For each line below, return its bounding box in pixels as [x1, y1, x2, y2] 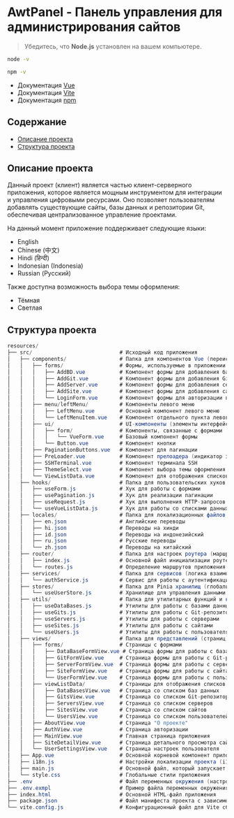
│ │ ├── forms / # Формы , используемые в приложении [7, 361, 226, 369]
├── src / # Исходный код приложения [7, 349, 198, 356]
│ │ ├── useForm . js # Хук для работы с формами [7, 485, 201, 493]
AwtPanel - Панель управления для [7, 4, 223, 20]
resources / [7, 343, 39, 350]
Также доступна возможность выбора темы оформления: [7, 282, 180, 291]
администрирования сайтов [7, 19, 181, 35]
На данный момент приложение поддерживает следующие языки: [7, 224, 207, 233]
